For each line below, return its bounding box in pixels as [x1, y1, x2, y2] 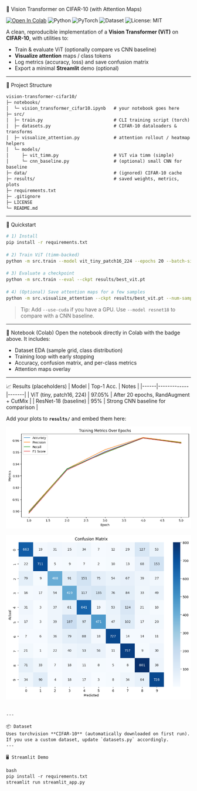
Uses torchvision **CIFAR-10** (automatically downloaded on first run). [6, 731, 191, 737]
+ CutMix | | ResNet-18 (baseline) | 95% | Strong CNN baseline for [6, 397, 166, 404]
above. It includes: [6, 335, 51, 342]
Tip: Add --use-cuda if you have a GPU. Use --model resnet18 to [20, 306, 176, 313]
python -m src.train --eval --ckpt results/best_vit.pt [6, 277, 145, 283]
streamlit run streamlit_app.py [6, 779, 85, 786]
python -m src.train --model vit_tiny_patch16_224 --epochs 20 [6, 258, 164, 264]
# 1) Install [6, 233, 38, 239]
